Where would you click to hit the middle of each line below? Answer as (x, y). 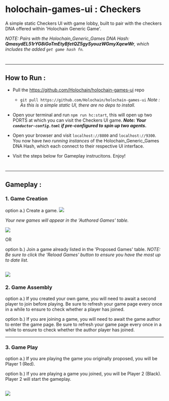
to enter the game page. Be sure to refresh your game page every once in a (83, 324)
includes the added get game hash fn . (45, 49)
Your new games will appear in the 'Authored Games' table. (67, 220)
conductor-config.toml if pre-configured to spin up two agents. (79, 125)
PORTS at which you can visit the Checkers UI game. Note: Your (79, 120)
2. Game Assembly (29, 287)
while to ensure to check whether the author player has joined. (70, 330)
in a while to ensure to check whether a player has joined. (65, 309)
